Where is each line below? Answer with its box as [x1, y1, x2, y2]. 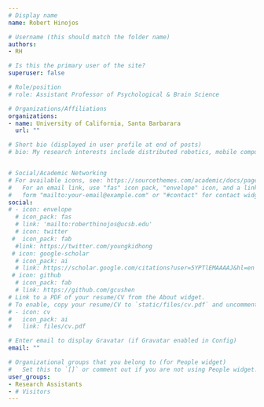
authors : [8, 40, 37, 48]
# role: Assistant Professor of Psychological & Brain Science [8, 90, 220, 98]
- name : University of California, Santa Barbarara [8, 119, 181, 127]
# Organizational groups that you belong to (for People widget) [8, 358, 226, 366]
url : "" [15, 126, 41, 134]
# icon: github [11, 272, 61, 280]
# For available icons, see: [8, 176, 104, 185]
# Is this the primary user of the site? [8, 62, 146, 70]
